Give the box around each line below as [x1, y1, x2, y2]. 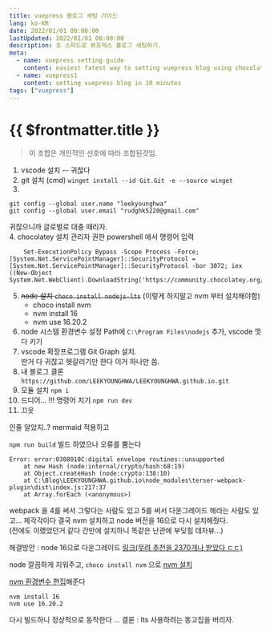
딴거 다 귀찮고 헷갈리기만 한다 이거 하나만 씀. [20, 357, 160, 367]
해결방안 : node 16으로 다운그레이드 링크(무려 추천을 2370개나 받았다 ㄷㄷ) [9, 543, 244, 553]
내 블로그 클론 [20, 367, 64, 377]
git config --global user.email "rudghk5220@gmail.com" [9, 207, 199, 215]
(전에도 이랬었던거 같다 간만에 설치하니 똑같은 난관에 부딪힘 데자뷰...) [9, 526, 224, 536]
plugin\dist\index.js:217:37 [9, 484, 107, 492]
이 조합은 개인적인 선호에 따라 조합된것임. [28, 148, 158, 158]
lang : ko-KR [9, 19, 49, 27]
